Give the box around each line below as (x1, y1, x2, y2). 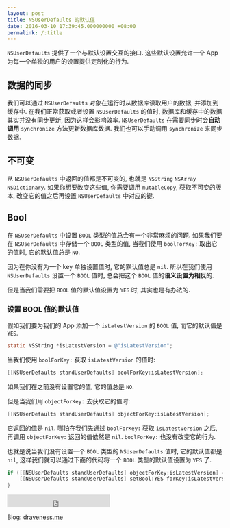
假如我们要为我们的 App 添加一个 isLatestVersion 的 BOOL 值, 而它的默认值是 (7, 321, 222, 329)
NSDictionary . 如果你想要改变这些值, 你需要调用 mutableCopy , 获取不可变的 (7, 183, 216, 191)
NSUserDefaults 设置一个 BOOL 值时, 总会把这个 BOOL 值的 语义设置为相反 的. (7, 271, 214, 279)
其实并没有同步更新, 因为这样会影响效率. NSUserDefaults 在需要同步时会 (7, 116, 209, 124)
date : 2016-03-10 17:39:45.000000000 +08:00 (7, 23, 136, 29)
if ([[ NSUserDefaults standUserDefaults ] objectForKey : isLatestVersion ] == (7, 469, 228, 476)
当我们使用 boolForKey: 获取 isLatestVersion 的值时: (7, 355, 155, 364)
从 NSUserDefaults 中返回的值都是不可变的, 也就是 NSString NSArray (7, 174, 196, 182)
